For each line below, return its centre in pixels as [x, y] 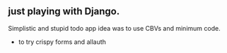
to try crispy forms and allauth [62, 42]
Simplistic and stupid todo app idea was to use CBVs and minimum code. [115, 28]
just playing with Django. [64, 12]
